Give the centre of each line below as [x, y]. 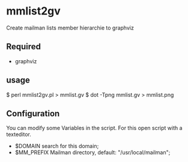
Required [23, 47]
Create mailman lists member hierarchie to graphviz [70, 28]
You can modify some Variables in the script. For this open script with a [94, 128]
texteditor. [19, 134]
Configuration [33, 114]
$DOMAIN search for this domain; [57, 146]
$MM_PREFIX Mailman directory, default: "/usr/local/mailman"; [92, 152]
